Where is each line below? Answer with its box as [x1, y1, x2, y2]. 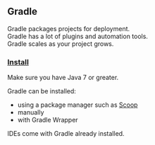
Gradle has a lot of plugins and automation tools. [7, 32, 148, 40]
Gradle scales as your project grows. [7, 39, 114, 48]
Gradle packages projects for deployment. [7, 24, 130, 33]
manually [17, 108, 44, 117]
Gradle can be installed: [7, 87, 76, 95]
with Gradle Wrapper [17, 116, 79, 124]
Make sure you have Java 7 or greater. [7, 74, 119, 82]
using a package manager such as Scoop [17, 100, 138, 109]
